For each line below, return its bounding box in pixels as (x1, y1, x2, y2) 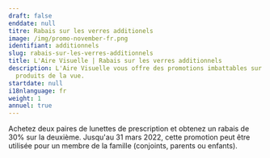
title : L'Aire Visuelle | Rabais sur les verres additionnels (8, 57, 222, 65)
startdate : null (8, 79, 63, 87)
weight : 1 (8, 94, 42, 102)
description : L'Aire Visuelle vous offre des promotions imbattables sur (8, 64, 263, 73)
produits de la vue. (15, 72, 85, 80)
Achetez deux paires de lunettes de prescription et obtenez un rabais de (8, 124, 250, 134)
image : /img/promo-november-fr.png (8, 34, 129, 43)
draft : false (8, 11, 53, 20)
